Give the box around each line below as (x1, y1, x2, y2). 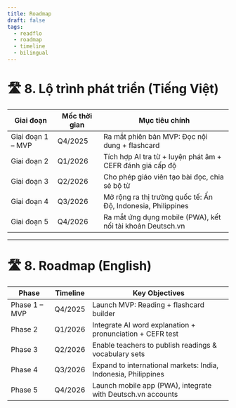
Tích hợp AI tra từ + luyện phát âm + (103, 151, 222, 161)
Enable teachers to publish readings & (92, 340, 218, 350)
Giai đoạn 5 (11, 217, 49, 226)
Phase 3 (11, 344, 39, 354)
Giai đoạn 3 (11, 176, 49, 186)
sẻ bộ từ (103, 180, 131, 190)
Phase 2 (11, 324, 39, 334)
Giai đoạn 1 (11, 131, 49, 141)
